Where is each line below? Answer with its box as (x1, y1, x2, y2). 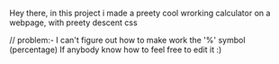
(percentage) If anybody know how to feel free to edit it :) (9, 44, 222, 55)
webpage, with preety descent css (9, 17, 138, 28)
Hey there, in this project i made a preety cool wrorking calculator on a (9, 8, 271, 18)
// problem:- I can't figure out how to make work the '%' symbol (9, 35, 246, 45)
